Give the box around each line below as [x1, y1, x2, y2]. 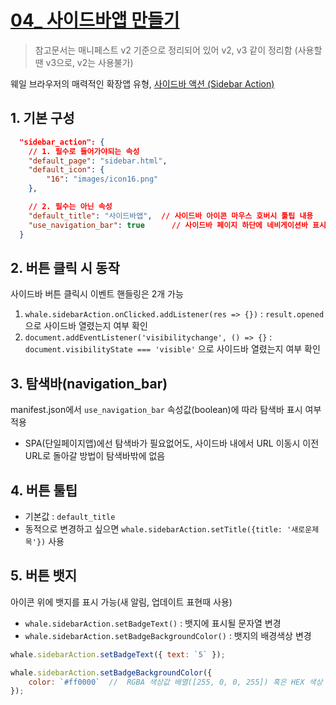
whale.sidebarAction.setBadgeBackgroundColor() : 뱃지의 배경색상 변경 [24, 629, 312, 641]
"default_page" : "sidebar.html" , [28, 156, 168, 166]
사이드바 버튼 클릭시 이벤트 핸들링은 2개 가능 [10, 288, 184, 300]
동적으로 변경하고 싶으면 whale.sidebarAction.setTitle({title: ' [24, 522, 292, 535]
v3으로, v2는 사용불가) [45, 56, 134, 68]
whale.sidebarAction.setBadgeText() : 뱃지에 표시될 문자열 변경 [24, 617, 282, 629]
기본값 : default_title [24, 510, 116, 522]
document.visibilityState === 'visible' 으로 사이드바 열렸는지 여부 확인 [24, 343, 321, 355]
